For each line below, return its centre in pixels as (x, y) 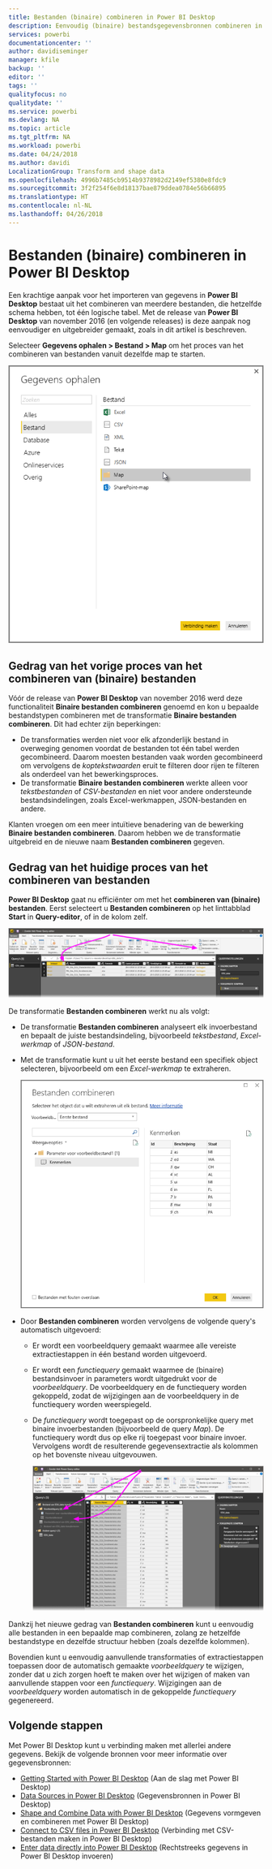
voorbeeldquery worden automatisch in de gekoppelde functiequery (122, 1691)
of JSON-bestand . (84, 1044)
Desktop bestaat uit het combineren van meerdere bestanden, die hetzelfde (135, 304)
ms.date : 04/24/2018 (43, 154)
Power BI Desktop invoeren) (67, 1856)
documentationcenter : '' (50, 43)
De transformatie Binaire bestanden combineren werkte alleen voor (134, 783)
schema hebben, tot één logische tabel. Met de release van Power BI (123, 312)
